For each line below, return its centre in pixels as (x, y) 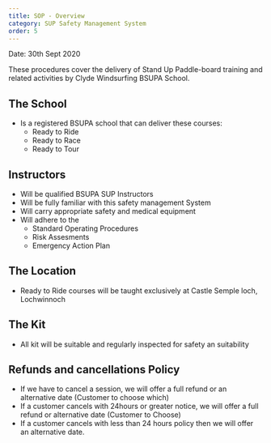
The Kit (27, 325)
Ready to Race (56, 141)
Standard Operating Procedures (85, 228)
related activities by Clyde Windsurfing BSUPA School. (99, 79)
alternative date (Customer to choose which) (95, 398)
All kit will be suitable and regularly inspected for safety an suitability (134, 344)
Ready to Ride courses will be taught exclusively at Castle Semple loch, (139, 290)
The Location (42, 271)
